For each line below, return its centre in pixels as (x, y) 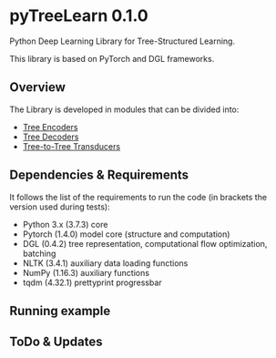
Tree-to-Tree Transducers (72, 146)
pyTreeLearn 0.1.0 (79, 16)
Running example (60, 311)
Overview (38, 87)
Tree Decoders (51, 137)
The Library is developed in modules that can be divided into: (124, 109)
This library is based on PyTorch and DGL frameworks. (112, 58)
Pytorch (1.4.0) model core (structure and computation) (126, 234)
